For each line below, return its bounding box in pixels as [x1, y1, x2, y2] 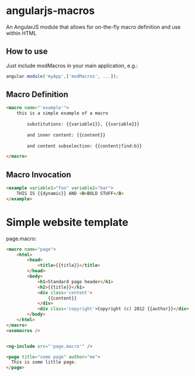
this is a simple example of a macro [16, 110, 109, 116]
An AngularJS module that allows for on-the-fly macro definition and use [6, 23, 181, 30]
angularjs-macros [6, 4, 95, 18]
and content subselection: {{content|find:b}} [27, 143, 142, 149]
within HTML [6, 29, 37, 36]
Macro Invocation [6, 169, 71, 179]
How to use [6, 47, 48, 57]
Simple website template [6, 215, 128, 229]
